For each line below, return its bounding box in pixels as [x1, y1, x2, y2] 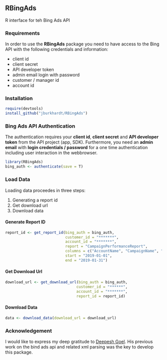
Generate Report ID [5, 219, 46, 225]
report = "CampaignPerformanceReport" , [65, 244, 148, 249]
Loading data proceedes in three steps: [5, 187, 86, 193]
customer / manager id [12, 77, 60, 83]
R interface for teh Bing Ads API [5, 17, 71, 23]
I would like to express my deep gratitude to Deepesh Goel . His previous [5, 339, 153, 345]
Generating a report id [12, 197, 58, 203]
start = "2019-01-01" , [65, 253, 112, 258]
